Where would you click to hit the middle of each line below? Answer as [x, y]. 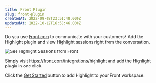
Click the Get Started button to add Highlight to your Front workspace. [75, 75]
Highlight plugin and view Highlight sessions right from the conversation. [78, 42]
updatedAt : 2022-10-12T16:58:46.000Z [43, 23]
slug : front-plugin [25, 14]
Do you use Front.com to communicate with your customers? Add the [74, 37]
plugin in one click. [24, 66]
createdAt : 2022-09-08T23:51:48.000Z [43, 18]
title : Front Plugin [26, 9]
